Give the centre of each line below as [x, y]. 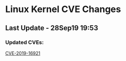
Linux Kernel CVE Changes [63, 9]
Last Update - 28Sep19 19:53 [52, 28]
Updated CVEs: [25, 42]
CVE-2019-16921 [23, 53]
